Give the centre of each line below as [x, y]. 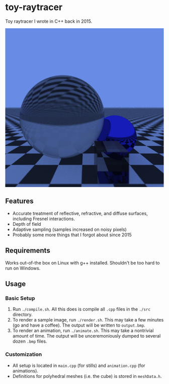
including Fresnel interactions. [44, 219]
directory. [22, 314]
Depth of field [27, 224]
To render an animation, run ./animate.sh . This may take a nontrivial [83, 331]
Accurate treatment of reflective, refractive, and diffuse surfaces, [80, 213]
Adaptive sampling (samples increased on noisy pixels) [69, 229]
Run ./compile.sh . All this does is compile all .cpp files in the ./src [81, 309]
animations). [25, 371]
